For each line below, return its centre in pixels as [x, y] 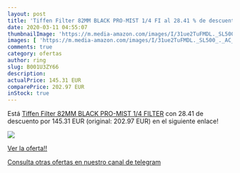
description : [27, 73]
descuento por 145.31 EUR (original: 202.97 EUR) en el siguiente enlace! [113, 121]
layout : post [27, 14]
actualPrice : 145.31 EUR [44, 80]
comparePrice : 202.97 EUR [46, 87]
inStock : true [29, 93]
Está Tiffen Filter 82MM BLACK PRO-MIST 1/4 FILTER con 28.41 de [105, 114]
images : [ [22, 41]
